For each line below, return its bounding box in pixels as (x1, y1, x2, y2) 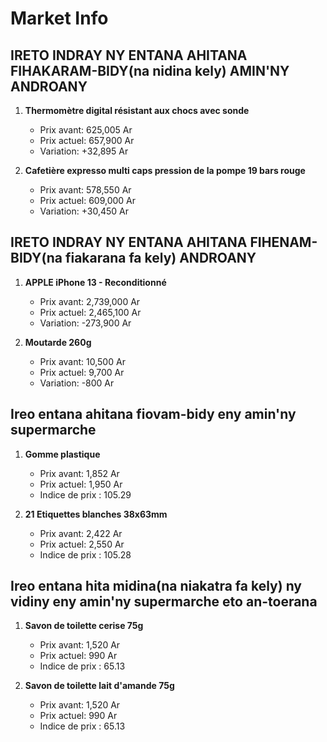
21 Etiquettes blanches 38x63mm (24, 508, 168, 520)
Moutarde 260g (24, 336, 92, 348)
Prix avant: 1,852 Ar (39, 467, 120, 479)
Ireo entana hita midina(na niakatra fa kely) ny (10, 578, 302, 595)
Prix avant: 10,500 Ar (39, 355, 126, 367)
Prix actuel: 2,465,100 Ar (39, 306, 142, 318)
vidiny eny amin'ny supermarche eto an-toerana (10, 593, 318, 611)
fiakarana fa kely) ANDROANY (64, 250, 257, 267)
